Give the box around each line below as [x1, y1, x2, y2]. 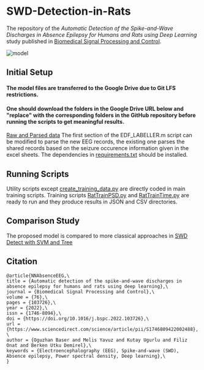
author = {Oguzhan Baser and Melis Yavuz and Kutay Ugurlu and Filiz [6, 337, 188, 343]
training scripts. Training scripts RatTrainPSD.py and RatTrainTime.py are [6, 191, 190, 198]
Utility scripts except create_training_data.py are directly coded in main [6, 185, 186, 192]
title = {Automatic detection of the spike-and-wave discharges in [6, 277, 183, 284]
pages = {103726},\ [6, 299, 56, 306]
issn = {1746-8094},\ [6, 310, 62, 316]
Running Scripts [6, 168, 69, 179]
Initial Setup [6, 67, 53, 78]
